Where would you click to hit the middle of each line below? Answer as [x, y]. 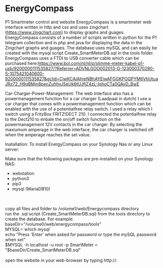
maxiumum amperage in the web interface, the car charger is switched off [79, 129]
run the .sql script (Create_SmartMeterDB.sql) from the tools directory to [78, 214]
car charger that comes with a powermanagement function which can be [78, 104]
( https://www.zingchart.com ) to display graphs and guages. [65, 32]
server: [12, 149]
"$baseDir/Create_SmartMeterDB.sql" [43, 250]
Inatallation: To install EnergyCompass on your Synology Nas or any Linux [79, 144]
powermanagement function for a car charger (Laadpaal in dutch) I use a [78, 98]
